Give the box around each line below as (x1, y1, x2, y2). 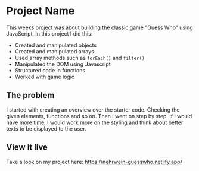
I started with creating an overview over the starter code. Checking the (6, 106, 180, 113)
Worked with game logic (14, 73, 75, 80)
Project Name (6, 4, 75, 18)
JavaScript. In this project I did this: (6, 30, 93, 37)
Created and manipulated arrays (14, 47, 94, 55)
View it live (6, 142, 48, 153)
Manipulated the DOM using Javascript (14, 61, 111, 68)
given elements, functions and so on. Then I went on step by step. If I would (6, 112, 192, 119)
